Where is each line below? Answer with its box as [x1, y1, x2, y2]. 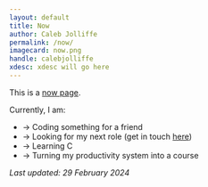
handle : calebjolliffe [9, 54, 94, 63]
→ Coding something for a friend [21, 121, 143, 132]
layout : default [9, 12, 70, 22]
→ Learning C [21, 140, 73, 151]
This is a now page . [9, 86, 81, 98]
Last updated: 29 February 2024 [9, 167, 130, 178]
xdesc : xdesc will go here [9, 63, 110, 72]
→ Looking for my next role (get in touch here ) [21, 131, 193, 142]
